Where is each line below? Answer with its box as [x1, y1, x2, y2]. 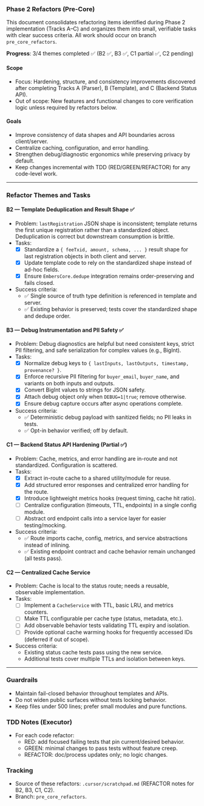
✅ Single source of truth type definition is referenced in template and [24, 292, 197, 300]
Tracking [6, 766, 33, 775]
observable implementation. [15, 589, 86, 596]
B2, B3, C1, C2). [15, 787, 55, 794]
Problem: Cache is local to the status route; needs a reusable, [15, 582, 169, 589]
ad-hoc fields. [24, 265, 59, 273]
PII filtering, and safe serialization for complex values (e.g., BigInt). [15, 346, 182, 354]
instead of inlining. [24, 541, 71, 549]
